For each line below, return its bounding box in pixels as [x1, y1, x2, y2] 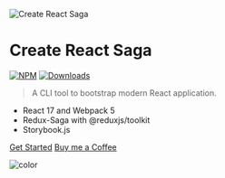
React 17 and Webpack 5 [22, 105, 115, 116]
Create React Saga [9, 41, 152, 61]
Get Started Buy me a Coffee [9, 141, 117, 153]
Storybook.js [22, 124, 71, 135]
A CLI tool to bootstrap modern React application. [31, 87, 218, 98]
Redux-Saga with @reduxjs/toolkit [22, 114, 151, 126]
